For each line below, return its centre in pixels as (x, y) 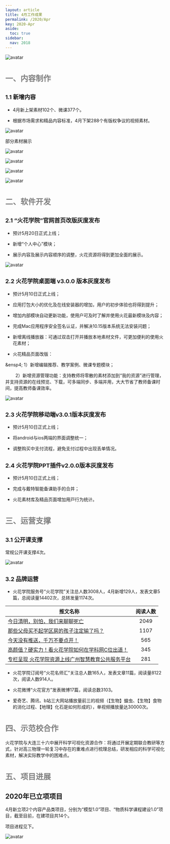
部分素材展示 (18, 141)
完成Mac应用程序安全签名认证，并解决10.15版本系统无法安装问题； (82, 326)
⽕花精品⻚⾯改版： (33, 354)
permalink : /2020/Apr (28, 19)
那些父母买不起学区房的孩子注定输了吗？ (56, 631)
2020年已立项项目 (34, 796)
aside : (12, 29)
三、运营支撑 (28, 521)
